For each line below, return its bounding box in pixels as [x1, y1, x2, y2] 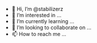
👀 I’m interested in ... [11, 12, 62, 19]
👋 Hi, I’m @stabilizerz [11, 6, 63, 12]
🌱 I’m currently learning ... [11, 18, 75, 24]
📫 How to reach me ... [11, 31, 66, 37]
